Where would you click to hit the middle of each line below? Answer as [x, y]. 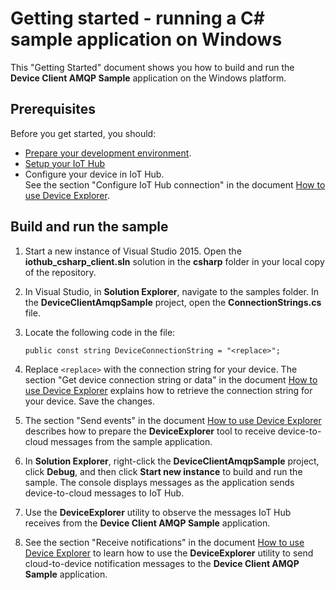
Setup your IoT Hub [65, 163]
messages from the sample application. [131, 441]
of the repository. [60, 272]
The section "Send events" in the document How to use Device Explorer [173, 420]
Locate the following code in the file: [100, 332]
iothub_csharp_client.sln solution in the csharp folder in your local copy [174, 261]
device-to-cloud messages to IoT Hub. [104, 493]
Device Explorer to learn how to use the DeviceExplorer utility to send [169, 553]
